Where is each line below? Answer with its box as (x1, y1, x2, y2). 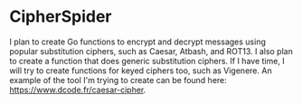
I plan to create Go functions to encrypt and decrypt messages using (9, 36, 267, 47)
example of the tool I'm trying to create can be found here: (9, 74, 228, 85)
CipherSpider (9, 6, 112, 27)
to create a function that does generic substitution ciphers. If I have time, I (9, 55, 285, 66)
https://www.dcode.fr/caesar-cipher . (9, 84, 146, 95)
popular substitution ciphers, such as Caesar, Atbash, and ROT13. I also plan (9, 45, 294, 56)
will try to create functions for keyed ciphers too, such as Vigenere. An (9, 65, 273, 76)
